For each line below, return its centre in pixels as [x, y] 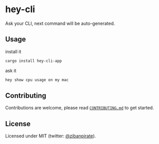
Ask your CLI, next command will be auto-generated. [60, 23]
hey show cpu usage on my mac [37, 80]
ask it [11, 70]
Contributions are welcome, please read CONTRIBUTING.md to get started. [79, 108]
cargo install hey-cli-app [34, 61]
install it [13, 51]
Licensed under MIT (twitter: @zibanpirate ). [51, 136]
